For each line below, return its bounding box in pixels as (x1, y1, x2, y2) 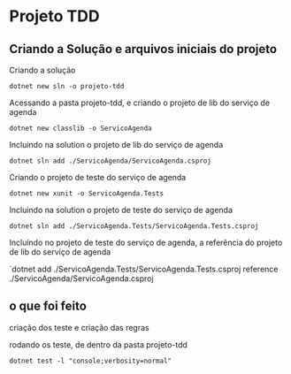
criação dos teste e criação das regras (9, 322, 149, 332)
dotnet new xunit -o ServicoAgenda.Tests (9, 189, 165, 198)
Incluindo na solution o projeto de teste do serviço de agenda (9, 205, 233, 215)
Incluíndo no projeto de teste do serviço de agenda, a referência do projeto (9, 237, 283, 248)
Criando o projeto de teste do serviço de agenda (9, 172, 187, 182)
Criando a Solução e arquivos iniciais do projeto (9, 42, 277, 57)
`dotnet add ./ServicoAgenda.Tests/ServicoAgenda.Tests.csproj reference (9, 263, 279, 274)
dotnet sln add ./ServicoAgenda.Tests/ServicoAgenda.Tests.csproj (9, 222, 259, 231)
